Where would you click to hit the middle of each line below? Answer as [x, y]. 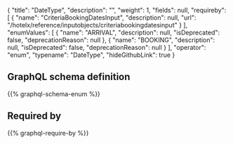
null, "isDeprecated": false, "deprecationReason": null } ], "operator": [107, 47]
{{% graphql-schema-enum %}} [54, 93]
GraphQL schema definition [69, 77]
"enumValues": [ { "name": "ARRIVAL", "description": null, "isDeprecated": [113, 32]
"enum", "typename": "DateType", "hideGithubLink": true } [91, 55]
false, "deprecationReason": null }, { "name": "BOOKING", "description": [111, 40]
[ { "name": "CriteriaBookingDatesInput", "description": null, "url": [102, 18]
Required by [34, 116]
